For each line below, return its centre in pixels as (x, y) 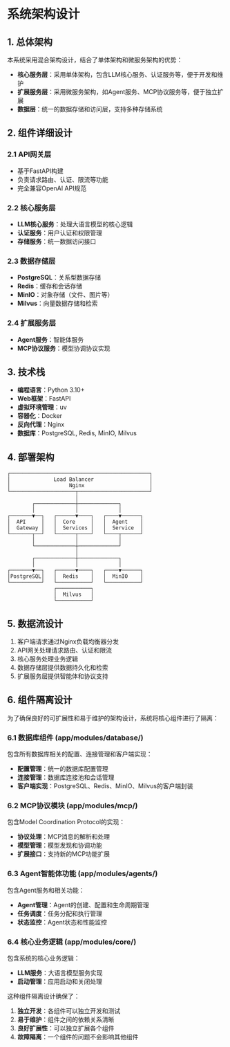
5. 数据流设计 (35, 623)
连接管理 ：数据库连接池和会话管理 (66, 777)
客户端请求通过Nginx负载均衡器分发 (68, 641)
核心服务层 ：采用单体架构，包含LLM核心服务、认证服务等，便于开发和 (117, 74)
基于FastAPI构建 (40, 171)
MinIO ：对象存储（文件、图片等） (65, 295)
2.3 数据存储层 (31, 261)
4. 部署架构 (31, 457)
